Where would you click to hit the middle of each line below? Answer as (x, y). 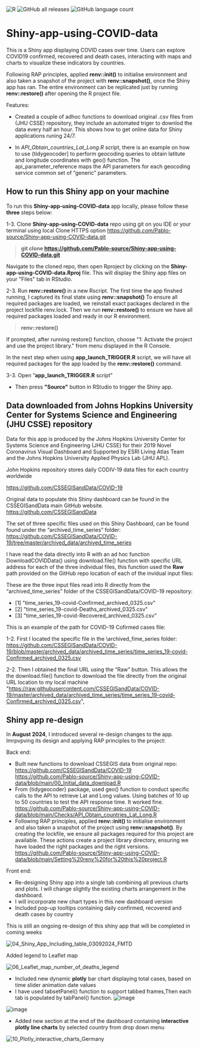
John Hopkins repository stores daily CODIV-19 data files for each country (98, 470)
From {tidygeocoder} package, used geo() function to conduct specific (102, 789)
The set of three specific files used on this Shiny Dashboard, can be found (98, 523)
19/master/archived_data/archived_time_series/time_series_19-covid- (91, 695)
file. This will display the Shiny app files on (134, 272)
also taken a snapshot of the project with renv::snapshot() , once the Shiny (98, 80)
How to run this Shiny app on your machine (88, 192)
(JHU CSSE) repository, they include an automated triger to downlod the (104, 123)
